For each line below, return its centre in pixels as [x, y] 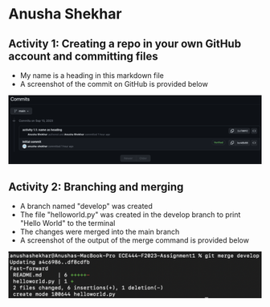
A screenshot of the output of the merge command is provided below [134, 240]
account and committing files [83, 56]
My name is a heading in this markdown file [92, 76]
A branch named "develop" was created [86, 207]
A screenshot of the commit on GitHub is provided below [114, 84]
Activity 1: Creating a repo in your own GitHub [125, 44]
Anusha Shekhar [65, 14]
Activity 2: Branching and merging [96, 187]
